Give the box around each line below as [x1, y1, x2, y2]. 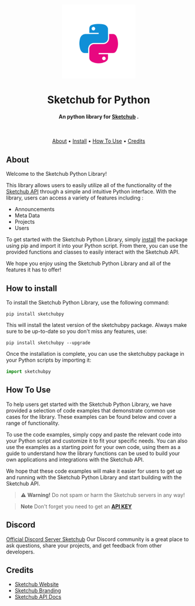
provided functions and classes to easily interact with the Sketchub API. [6, 248, 180, 255]
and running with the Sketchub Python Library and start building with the [6, 473, 182, 481]
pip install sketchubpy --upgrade [6, 340, 91, 346]
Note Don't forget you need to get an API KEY [20, 503, 132, 510]
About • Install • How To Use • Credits [52, 137, 146, 145]
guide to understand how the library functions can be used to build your [6, 450, 180, 457]
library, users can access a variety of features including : [6, 194, 144, 201]
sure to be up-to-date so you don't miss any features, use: [6, 328, 147, 335]
